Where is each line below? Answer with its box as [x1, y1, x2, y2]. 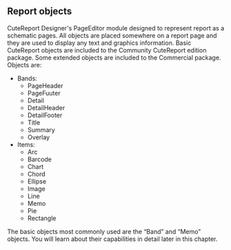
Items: [17, 140, 36, 148]
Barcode [27, 155, 52, 163]
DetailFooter [27, 111, 63, 119]
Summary [27, 125, 55, 134]
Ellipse [27, 177, 47, 186]
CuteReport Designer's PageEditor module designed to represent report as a [7, 24, 225, 32]
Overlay [27, 133, 50, 141]
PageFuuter [27, 89, 61, 97]
